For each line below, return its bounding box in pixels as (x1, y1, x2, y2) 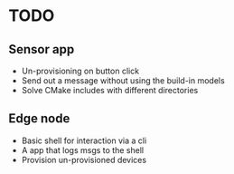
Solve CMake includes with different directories (21, 85, 199, 95)
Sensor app (8, 42, 75, 57)
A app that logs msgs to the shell (21, 144, 145, 155)
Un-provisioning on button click (21, 65, 140, 76)
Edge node (8, 111, 70, 127)
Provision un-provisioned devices (21, 154, 146, 165)
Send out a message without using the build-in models (21, 75, 225, 86)
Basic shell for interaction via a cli (21, 135, 147, 146)
